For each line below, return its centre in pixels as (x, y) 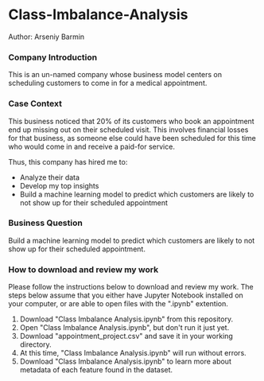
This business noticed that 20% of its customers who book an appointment (131, 121)
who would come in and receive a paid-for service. (91, 146)
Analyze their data (50, 177)
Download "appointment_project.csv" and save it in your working (126, 336)
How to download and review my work (83, 270)
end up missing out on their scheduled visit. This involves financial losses (128, 130)
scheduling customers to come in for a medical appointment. (108, 83)
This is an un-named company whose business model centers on (115, 75)
